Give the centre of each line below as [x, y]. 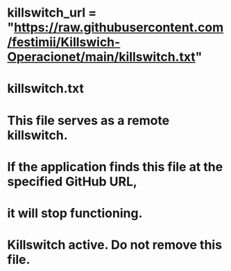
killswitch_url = [52, 13]
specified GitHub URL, [72, 181]
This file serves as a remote [88, 120]
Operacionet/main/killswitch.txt [101, 57]
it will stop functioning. [75, 213]
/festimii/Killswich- [64, 42]
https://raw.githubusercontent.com [119, 27]
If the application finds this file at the [115, 167]
